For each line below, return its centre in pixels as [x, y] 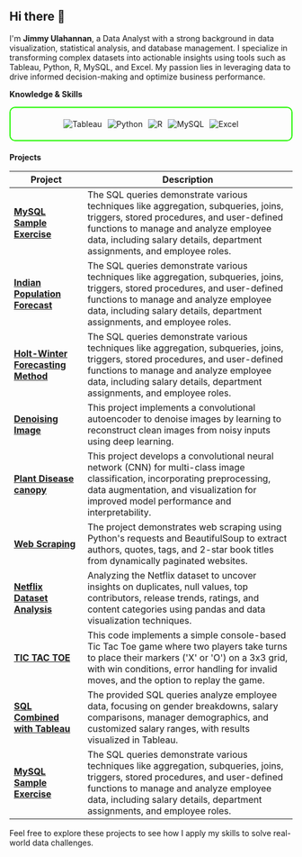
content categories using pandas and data [176, 609]
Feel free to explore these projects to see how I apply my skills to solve [140, 833]
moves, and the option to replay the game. [176, 679]
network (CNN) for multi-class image [166, 467]
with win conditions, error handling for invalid [182, 669]
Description [188, 179]
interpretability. [119, 512]
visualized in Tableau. [133, 740]
